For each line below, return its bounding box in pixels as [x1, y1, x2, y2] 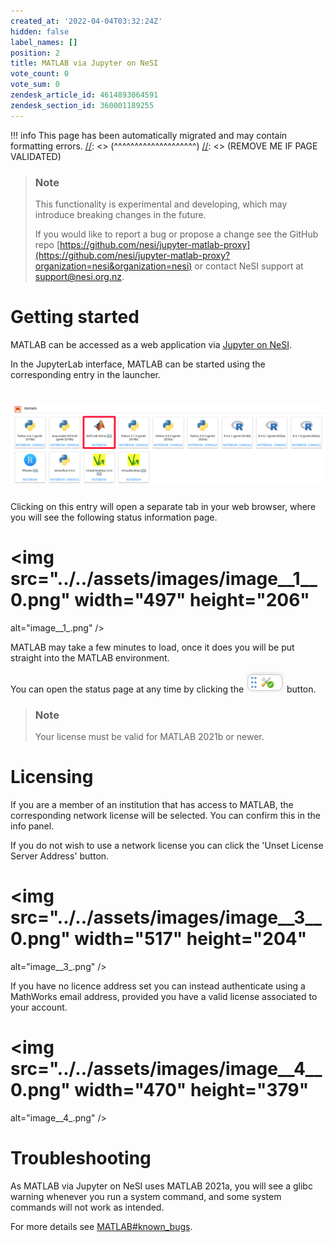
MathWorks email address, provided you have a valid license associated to [10, 990, 318, 1002]
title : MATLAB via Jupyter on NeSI [10, 58, 159, 69]
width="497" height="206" [74, 588, 310, 611]
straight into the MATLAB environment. [10, 651, 170, 664]
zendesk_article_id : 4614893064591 [10, 90, 159, 100]
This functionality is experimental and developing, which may [34, 198, 288, 210]
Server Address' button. [10, 850, 110, 862]
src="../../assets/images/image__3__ [10, 906, 322, 929]
